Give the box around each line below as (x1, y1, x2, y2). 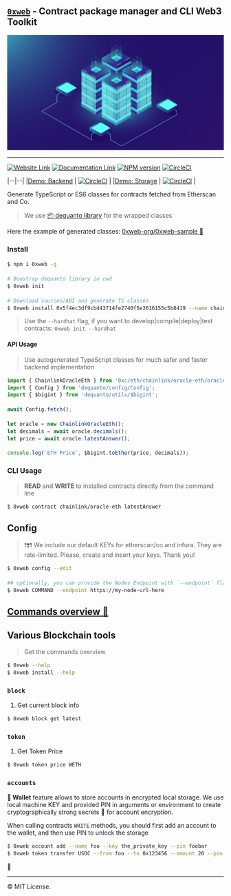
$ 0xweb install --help (7, 669, 76, 676)
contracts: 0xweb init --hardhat (23, 324, 117, 333)
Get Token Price (16, 747, 63, 755)
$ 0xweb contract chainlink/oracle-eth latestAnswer (7, 503, 162, 510)
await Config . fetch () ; (7, 406, 72, 413)
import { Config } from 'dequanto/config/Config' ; (7, 384, 155, 391)
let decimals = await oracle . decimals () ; (7, 427, 128, 435)
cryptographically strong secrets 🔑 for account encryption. (7, 808, 173, 816)
